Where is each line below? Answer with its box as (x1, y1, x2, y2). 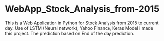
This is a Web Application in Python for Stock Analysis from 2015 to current (5, 20, 159, 26)
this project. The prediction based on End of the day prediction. (5, 30, 135, 36)
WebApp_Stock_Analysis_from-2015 (5, 3, 160, 15)
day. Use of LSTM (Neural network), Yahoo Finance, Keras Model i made (5, 25, 154, 31)
